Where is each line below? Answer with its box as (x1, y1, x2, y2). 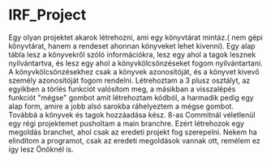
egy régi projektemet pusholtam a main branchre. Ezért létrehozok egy (8, 118, 245, 128)
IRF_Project (8, 6, 87, 24)
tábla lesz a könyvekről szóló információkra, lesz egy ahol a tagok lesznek (8, 49, 256, 59)
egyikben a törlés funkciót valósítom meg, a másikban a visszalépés (8, 83, 236, 94)
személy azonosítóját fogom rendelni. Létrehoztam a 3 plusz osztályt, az (8, 75, 251, 85)
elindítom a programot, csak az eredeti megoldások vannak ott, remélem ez (8, 135, 261, 145)
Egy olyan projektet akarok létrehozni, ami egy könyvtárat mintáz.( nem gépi (8, 32, 264, 42)
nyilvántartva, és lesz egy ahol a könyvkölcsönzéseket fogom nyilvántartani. (8, 58, 263, 68)
